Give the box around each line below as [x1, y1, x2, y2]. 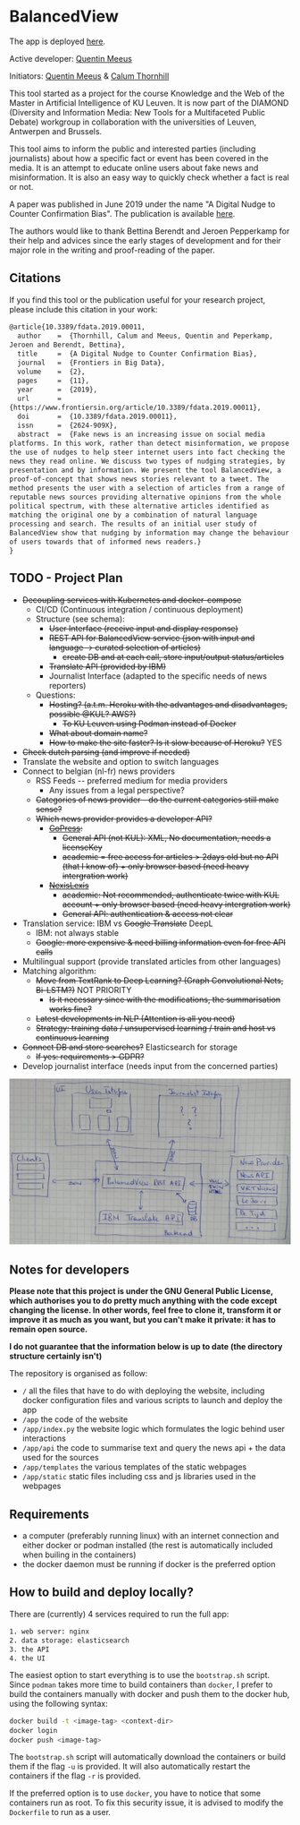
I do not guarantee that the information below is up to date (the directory [9, 1341, 283, 1352]
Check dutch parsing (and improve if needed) [21, 746, 190, 758]
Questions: [35, 690, 76, 700]
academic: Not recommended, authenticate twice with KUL [62, 889, 279, 900]
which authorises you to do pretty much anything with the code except [9, 1296, 278, 1307]
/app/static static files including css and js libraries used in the [21, 1471, 256, 1482]
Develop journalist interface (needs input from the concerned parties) [21, 1060, 279, 1071]
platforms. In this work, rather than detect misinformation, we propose [9, 439, 290, 448]
